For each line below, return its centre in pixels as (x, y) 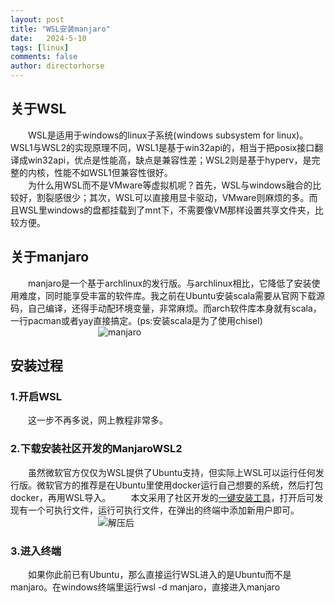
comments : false (44, 57)
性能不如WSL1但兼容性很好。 (113, 172)
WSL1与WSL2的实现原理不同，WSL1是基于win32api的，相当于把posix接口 (162, 147)
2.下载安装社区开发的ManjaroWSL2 (96, 449)
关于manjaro (50, 257)
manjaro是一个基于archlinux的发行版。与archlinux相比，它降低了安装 (170, 283)
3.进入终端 (36, 551)
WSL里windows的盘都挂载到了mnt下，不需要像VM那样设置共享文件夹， (166, 210)
